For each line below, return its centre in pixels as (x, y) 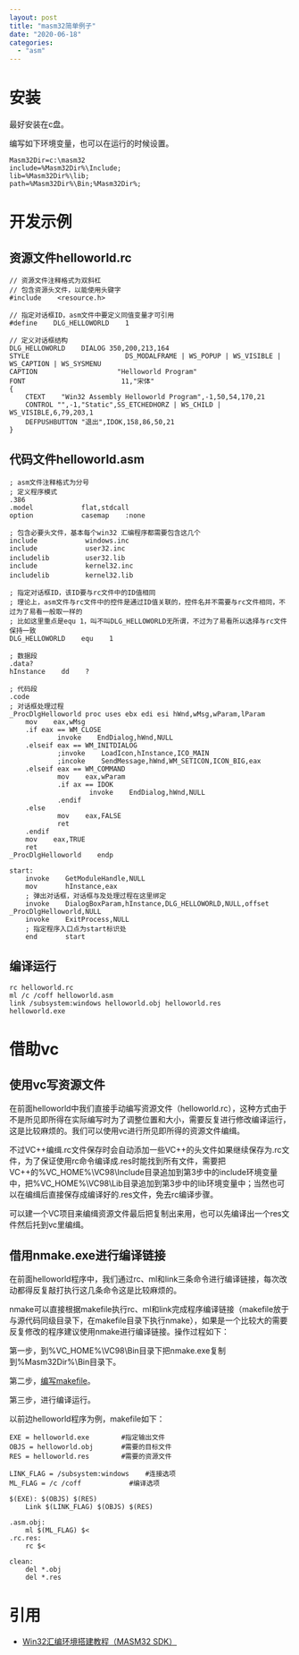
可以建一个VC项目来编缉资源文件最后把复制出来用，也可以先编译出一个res (146, 1213)
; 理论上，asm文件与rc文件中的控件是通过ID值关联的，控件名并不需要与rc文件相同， (144, 602)
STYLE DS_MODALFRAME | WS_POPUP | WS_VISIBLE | (145, 356)
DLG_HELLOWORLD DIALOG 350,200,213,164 (89, 349)
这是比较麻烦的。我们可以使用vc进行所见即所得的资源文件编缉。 (127, 1130)
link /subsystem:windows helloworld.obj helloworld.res (115, 1003)
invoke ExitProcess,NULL (77, 919)
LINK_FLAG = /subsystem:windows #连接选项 (93, 1473)
